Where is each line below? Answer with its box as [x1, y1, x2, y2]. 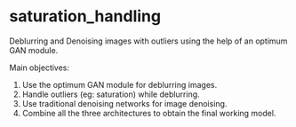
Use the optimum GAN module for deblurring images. [21, 79, 218, 90]
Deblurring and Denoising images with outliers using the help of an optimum [9, 36, 288, 46]
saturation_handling [9, 6, 162, 27]
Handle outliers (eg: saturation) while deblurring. [21, 89, 200, 99]
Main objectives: [9, 62, 69, 73]
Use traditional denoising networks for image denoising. [21, 98, 228, 108]
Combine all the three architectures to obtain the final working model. [21, 107, 276, 118]
